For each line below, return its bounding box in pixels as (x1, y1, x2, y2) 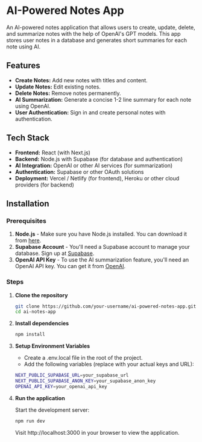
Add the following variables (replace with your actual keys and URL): (24, 361, 194, 368)
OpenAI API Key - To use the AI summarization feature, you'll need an (14, 256, 189, 263)
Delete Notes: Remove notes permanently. (14, 89, 122, 97)
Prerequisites (6, 216, 46, 225)
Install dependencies (14, 320, 69, 327)
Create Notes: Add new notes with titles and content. (14, 76, 148, 84)
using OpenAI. (14, 102, 51, 110)
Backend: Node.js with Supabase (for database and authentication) (14, 155, 183, 162)
